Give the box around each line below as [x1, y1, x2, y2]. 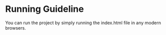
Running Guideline [5, 3, 84, 15]
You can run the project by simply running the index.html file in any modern [5, 20, 161, 26]
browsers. [5, 25, 26, 31]
